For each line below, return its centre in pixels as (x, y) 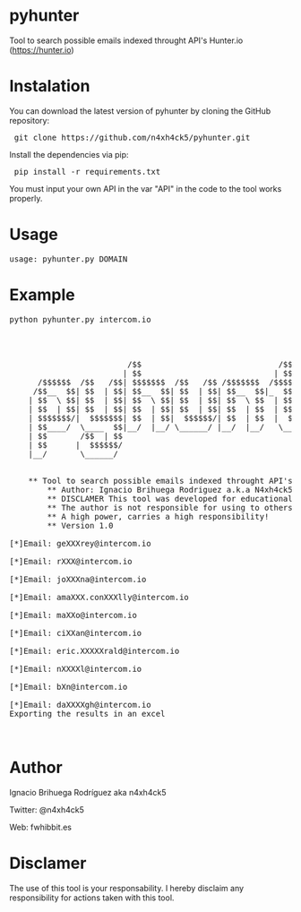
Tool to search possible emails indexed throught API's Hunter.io (126, 40)
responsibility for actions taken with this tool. (92, 898)
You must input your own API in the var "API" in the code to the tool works (146, 188)
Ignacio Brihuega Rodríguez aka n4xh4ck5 (88, 792)
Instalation (50, 86)
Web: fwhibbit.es (41, 827)
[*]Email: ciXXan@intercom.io (76, 633)
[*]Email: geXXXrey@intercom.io (80, 543)
